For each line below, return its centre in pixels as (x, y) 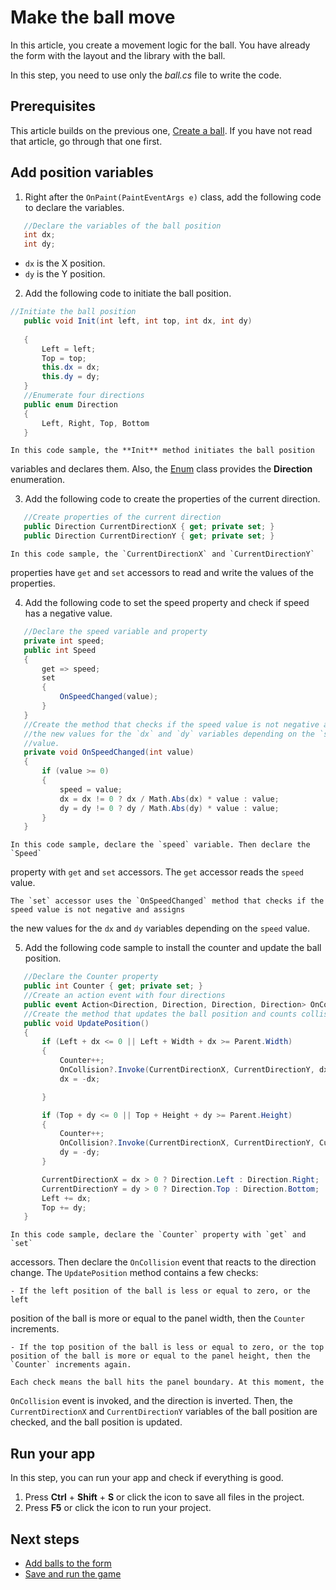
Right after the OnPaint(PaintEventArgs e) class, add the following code (173, 197)
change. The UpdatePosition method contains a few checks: (134, 1273)
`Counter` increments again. (71, 1365)
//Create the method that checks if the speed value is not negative (171, 724)
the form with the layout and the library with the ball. (118, 55)
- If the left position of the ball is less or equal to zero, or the (160, 1291)
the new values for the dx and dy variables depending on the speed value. (160, 928)
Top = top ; (64, 358)
